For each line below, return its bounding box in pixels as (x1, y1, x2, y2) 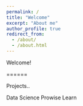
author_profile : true (6, 25, 61, 32)
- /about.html (12, 43, 47, 49)
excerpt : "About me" (6, 20, 59, 26)
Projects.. (6, 82, 30, 89)
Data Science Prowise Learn (6, 94, 77, 101)
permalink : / (6, 8, 39, 15)
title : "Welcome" (6, 14, 50, 20)
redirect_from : (6, 31, 45, 37)
